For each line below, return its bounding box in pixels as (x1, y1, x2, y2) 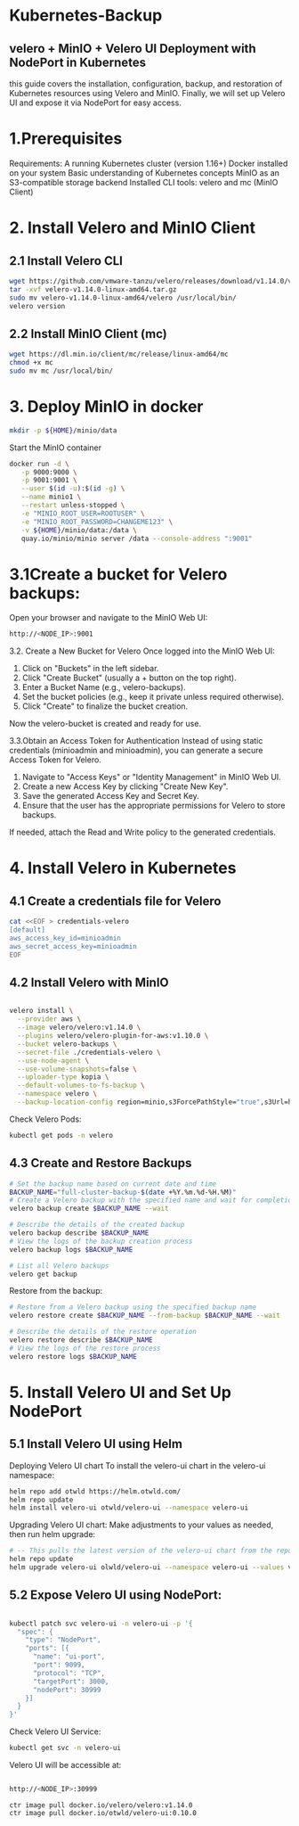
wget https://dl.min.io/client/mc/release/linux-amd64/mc (9, 350, 229, 359)
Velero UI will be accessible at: (9, 1760, 122, 1771)
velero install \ (9, 1007, 74, 1016)
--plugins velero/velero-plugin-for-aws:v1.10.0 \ (17, 1032, 209, 1040)
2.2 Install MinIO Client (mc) (9, 326, 167, 341)
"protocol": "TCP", (32, 1668, 105, 1677)
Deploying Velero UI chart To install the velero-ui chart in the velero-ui (9, 1460, 266, 1471)
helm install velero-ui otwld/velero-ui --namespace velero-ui (9, 1503, 249, 1512)
